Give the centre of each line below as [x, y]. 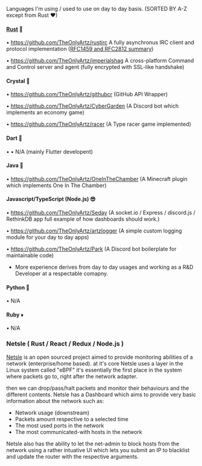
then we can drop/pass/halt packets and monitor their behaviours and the [98, 388]
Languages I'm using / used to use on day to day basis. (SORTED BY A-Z [97, 9]
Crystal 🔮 [18, 80]
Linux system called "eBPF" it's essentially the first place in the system [94, 370]
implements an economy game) [46, 113]
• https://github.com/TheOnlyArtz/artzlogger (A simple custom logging [94, 231]
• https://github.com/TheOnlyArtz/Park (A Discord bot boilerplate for [91, 249]
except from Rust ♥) [32, 15]
